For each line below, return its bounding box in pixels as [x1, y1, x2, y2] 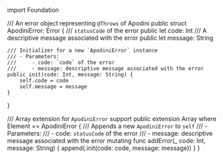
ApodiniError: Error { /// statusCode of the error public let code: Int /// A [7, 27, 207, 34]
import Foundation [7, 6, 60, 14]
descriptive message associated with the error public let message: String [7, 34, 214, 42]
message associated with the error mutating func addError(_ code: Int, [7, 137, 206, 145]
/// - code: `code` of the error [7, 59, 115, 66]
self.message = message [19, 83, 88, 90]
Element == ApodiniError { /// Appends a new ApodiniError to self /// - [7, 122, 208, 130]
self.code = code [19, 77, 69, 84]
